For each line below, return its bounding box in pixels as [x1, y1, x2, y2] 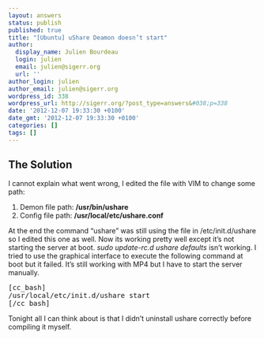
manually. [8, 268, 40, 278]
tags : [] [8, 129, 37, 136]
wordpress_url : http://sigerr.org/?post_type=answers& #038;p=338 [8, 99, 228, 107]
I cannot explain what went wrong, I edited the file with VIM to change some [8, 179, 255, 188]
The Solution [8, 158, 73, 172]
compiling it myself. [8, 322, 72, 332]
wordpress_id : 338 [8, 92, 69, 100]
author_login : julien [8, 77, 80, 85]
